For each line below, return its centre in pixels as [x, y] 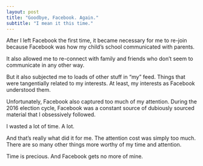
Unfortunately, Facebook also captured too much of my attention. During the [101, 102]
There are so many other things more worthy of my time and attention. [94, 145]
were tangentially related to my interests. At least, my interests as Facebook [101, 83]
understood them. [29, 90]
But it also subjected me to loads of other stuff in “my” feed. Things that [96, 77]
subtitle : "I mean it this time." [50, 23]
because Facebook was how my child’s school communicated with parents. [101, 47]
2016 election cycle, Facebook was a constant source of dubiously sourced [101, 108]
